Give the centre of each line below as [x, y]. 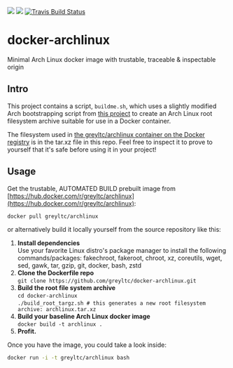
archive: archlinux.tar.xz [57, 310]
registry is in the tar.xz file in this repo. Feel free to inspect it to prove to [110, 142]
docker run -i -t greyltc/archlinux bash [69, 358]
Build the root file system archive [66, 288]
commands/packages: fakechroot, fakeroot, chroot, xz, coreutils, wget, [120, 258]
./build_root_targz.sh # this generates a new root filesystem [112, 303]
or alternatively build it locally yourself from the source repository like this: [114, 230]
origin [16, 67]
